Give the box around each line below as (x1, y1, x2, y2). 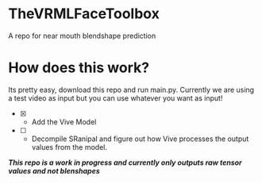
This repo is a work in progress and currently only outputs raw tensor (8, 158, 242, 167)
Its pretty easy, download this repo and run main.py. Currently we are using (8, 85, 255, 94)
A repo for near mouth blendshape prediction (8, 31, 156, 40)
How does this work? (8, 59, 149, 77)
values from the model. (31, 142, 108, 151)
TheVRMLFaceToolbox (8, 5, 160, 23)
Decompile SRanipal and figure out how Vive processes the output (31, 134, 249, 143)
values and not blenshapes (8, 166, 101, 175)
